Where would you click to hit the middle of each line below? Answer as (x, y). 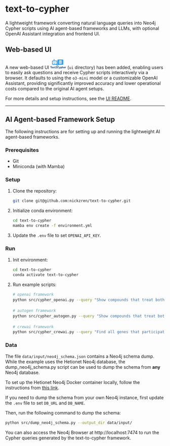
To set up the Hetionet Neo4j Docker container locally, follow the (73, 382)
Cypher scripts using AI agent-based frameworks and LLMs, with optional (82, 28)
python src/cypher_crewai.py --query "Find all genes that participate (90, 332)
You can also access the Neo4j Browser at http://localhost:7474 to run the (82, 432)
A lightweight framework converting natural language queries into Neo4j (80, 23)
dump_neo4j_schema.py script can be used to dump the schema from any (83, 367)
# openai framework (33, 295)
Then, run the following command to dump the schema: (63, 412)
